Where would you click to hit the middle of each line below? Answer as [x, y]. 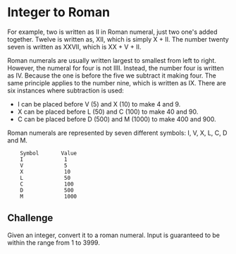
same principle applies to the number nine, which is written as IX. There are [117, 83]
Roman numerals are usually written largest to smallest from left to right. [112, 60]
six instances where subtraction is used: [66, 90]
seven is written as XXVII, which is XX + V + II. [74, 47]
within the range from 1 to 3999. [54, 242]
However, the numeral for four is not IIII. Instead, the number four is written [116, 68]
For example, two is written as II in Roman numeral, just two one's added [112, 32]
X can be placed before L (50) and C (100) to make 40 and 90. [108, 111]
